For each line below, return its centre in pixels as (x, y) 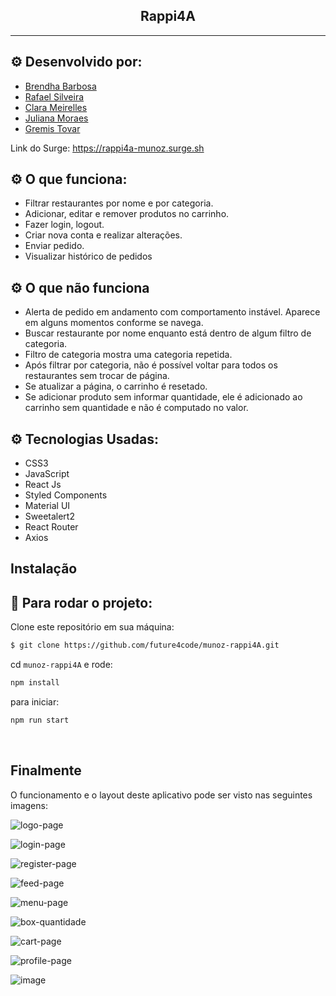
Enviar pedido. (54, 246)
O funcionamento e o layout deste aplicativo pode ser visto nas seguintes (161, 795)
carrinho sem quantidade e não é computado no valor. (136, 408)
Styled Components (66, 495)
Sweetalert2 (49, 516)
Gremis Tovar (52, 128)
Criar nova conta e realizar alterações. (103, 235)
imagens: (29, 805)
